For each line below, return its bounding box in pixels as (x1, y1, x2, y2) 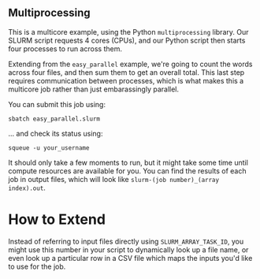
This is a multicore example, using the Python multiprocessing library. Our (8, 27, 249, 36)
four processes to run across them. (8, 43, 122, 54)
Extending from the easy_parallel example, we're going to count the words (8, 59, 253, 69)
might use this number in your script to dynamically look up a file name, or (8, 244, 249, 255)
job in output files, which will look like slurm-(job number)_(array (8, 174, 219, 184)
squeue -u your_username (8, 143, 90, 152)
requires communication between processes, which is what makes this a (8, 76, 244, 85)
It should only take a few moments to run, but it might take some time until (8, 158, 248, 167)
